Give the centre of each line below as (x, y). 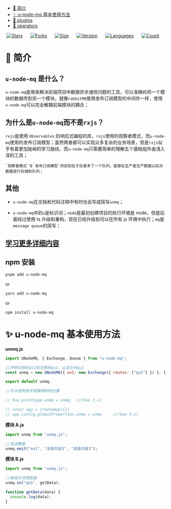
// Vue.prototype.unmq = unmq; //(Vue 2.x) (54, 401)
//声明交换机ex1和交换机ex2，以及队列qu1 (45, 368)
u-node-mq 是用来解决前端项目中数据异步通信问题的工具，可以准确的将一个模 (85, 92)
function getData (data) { (33, 492)
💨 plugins (23, 20)
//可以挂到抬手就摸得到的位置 (33, 391)
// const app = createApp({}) (38, 410)
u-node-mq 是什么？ (35, 78)
